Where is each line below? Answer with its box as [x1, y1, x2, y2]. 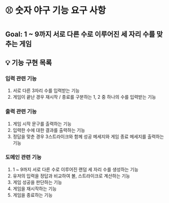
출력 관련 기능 [5, 108, 37, 115]
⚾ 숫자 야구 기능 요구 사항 [5, 5, 106, 16]
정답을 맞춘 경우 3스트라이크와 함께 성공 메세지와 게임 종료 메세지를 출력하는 [12, 133, 164, 140]
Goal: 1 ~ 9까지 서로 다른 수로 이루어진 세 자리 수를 [5, 30, 155, 38]
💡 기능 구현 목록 [5, 58, 52, 67]
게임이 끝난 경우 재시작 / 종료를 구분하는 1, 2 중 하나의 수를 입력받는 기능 [12, 94, 156, 100]
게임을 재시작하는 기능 [12, 185, 57, 192]
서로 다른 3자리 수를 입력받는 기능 [12, 87, 80, 94]
